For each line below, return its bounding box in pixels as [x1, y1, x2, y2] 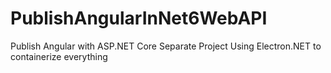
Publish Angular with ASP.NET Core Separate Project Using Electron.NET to [10, 40, 322, 52]
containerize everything [10, 50, 108, 62]
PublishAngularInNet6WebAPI [10, 7, 268, 30]
